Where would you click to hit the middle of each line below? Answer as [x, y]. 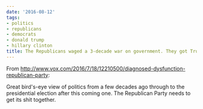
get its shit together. [31, 99]
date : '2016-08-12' [31, 12]
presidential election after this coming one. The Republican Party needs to [98, 93]
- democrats [21, 35]
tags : [13, 18]
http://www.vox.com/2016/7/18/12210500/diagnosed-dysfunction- [103, 68]
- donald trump [25, 40]
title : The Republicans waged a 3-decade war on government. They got [97, 51]
